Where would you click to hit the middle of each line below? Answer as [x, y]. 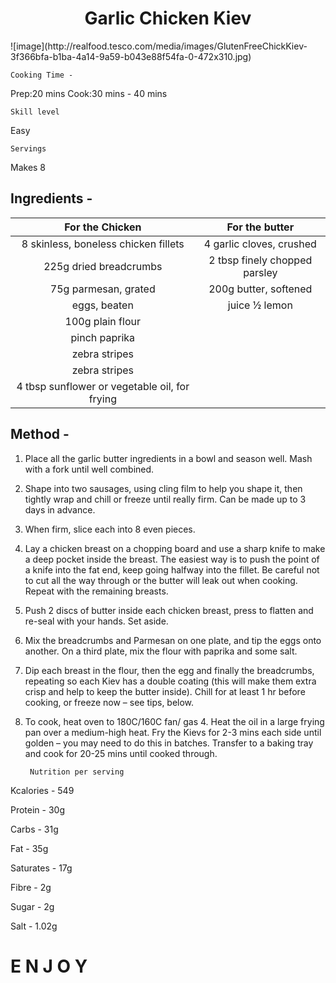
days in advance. [60, 509]
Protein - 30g [38, 809]
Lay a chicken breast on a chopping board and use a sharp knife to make [175, 548]
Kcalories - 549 [42, 790]
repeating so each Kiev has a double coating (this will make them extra [170, 681]
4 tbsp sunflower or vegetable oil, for [103, 386]
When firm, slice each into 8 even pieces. [110, 529]
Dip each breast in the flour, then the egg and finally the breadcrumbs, [169, 670]
